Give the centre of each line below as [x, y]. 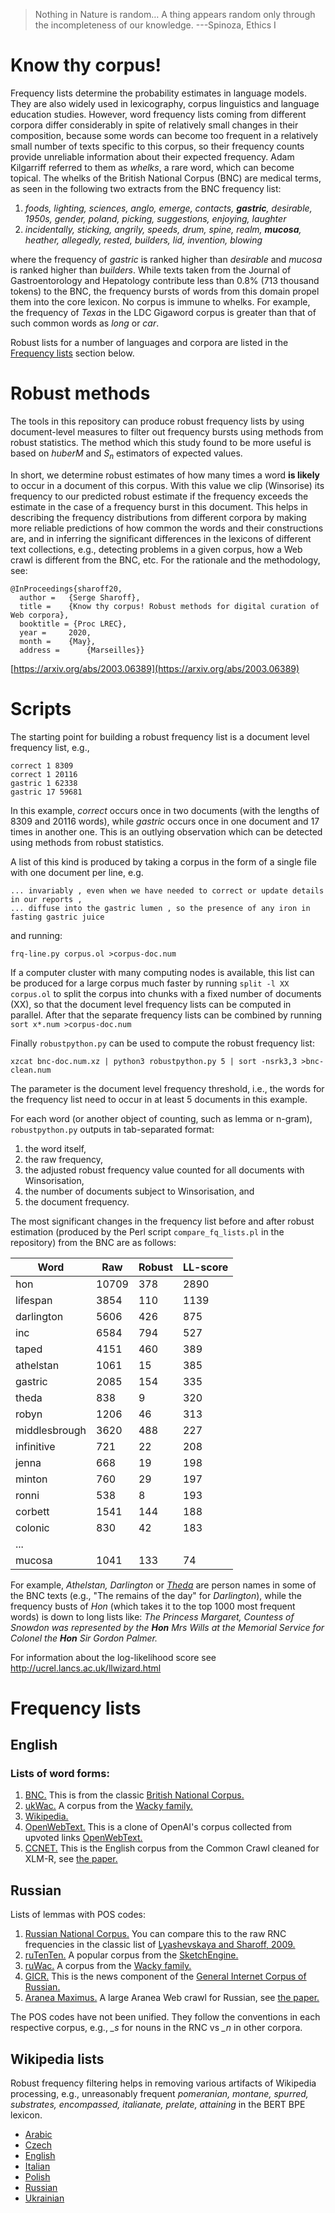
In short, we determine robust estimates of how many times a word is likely [165, 475]
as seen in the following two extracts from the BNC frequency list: [146, 188]
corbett [32, 1511]
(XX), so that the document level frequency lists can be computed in [151, 1004]
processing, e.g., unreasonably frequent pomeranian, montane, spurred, [159, 2094]
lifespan [34, 1300]
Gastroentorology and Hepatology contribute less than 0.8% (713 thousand [165, 280]
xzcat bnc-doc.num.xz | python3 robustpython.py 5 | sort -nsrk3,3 [154, 1061]
